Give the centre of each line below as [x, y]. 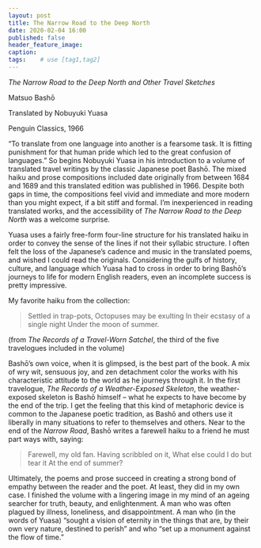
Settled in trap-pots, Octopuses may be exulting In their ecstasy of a [139, 316]
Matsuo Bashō [32, 97]
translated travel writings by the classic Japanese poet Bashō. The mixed [127, 169]
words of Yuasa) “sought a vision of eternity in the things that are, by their [129, 520]
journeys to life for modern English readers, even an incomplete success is [130, 276]
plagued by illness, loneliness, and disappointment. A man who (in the [122, 512]
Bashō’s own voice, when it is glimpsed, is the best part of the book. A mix [129, 363]
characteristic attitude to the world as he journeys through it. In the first [125, 380]
